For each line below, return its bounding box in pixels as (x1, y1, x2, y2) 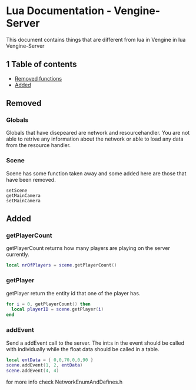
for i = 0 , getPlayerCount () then (6, 301, 91, 307)
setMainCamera (6, 198, 41, 204)
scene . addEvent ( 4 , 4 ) (6, 368, 59, 374)
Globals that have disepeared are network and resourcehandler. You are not (6, 129, 190, 136)
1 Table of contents (6, 59, 77, 69)
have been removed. (6, 176, 56, 183)
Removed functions (14, 75, 62, 82)
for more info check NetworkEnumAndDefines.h (6, 378, 122, 386)
